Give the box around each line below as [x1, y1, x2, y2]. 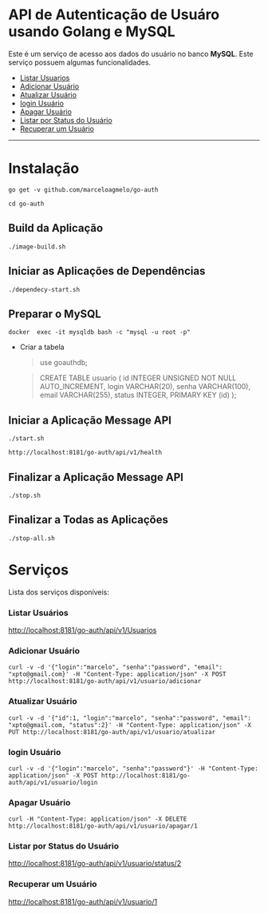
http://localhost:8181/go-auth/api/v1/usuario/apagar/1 [8, 822, 198, 830]
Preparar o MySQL [8, 307, 101, 320]
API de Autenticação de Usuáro [8, 6, 220, 24]
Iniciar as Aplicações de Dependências [8, 264, 206, 278]
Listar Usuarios [19, 73, 70, 82]
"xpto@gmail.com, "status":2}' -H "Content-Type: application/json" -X [8, 721, 251, 729]
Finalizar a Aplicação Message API [8, 470, 183, 484]
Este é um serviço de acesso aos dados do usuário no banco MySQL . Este [8, 49, 254, 58]
